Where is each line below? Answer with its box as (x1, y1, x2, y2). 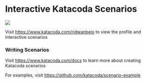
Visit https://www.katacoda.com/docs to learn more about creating (5, 57, 141, 63)
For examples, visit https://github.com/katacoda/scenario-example (5, 72, 141, 78)
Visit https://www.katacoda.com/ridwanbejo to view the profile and (5, 28, 142, 35)
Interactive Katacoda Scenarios (5, 3, 137, 15)
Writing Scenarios (5, 46, 49, 53)
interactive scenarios (5, 34, 48, 40)
